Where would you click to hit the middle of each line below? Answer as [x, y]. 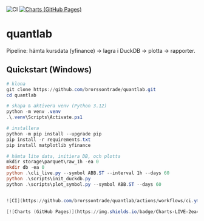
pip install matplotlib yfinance [49, 145]
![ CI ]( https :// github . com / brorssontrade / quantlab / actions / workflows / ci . [100, 200]
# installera [23, 128]
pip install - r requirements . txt [49, 140]
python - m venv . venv [34, 112]
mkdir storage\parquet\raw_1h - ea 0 [53, 162]
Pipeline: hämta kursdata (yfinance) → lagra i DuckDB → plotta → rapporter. [101, 50]
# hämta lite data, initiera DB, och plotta [63, 156]
